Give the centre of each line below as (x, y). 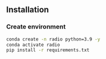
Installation (28, 10)
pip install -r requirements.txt (48, 50)
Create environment (36, 27)
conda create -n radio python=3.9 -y (53, 39)
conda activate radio (33, 45)
